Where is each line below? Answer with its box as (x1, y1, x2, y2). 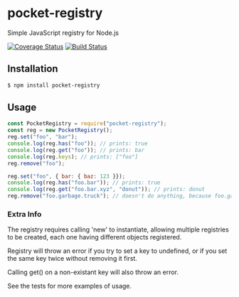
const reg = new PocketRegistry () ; (7, 126, 113, 134)
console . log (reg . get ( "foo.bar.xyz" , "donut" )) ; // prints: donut (7, 186, 206, 193)
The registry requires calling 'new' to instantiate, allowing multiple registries (7, 225, 229, 234)
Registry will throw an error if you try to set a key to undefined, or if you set (7, 247, 228, 255)
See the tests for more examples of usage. (7, 282, 132, 291)
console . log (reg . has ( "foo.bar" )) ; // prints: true (7, 179, 161, 186)
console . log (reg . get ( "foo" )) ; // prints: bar (7, 146, 144, 153)
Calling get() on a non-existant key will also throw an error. (7, 268, 179, 276)
